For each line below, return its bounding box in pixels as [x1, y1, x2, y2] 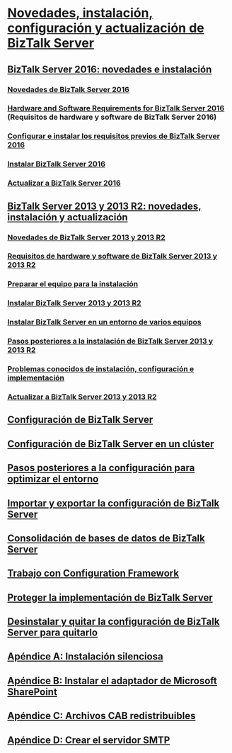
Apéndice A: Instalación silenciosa [7, 650, 164, 663]
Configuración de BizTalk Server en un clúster [7, 438, 214, 450]
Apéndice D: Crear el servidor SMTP [7, 734, 170, 746]
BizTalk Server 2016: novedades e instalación [7, 63, 212, 75]
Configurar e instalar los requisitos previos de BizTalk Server [7, 131, 221, 141]
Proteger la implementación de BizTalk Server [7, 591, 214, 604]
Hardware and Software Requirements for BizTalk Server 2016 [7, 103, 225, 113]
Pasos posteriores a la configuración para [7, 462, 195, 474]
